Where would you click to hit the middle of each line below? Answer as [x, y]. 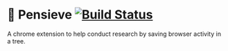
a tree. [16, 41]
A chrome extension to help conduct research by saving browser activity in [114, 34]
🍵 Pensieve [40, 15]
